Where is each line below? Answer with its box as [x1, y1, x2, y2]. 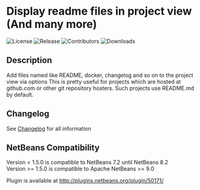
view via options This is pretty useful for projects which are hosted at [6, 78, 181, 85]
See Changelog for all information [6, 125, 91, 132]
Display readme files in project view [6, 4, 192, 18]
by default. [6, 90, 34, 98]
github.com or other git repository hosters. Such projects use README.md [6, 84, 194, 92]
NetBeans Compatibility [6, 142, 100, 153]
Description [6, 55, 52, 65]
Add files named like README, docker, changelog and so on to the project [6, 71, 193, 79]
